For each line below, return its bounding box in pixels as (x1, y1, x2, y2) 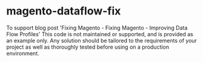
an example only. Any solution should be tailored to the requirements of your (6, 37, 197, 44)
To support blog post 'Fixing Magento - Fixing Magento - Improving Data (6, 24, 188, 31)
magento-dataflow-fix (6, 4, 121, 18)
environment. (6, 49, 39, 57)
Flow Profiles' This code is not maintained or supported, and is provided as (6, 30, 194, 37)
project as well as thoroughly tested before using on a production (6, 43, 170, 51)
